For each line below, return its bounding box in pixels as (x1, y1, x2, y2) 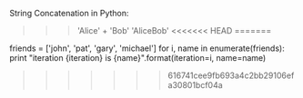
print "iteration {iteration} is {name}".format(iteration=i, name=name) (9, 53, 267, 63)
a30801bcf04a (167, 80, 223, 90)
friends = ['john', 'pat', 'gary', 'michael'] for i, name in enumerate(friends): (9, 43, 285, 54)
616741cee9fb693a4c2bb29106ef (167, 70, 295, 81)
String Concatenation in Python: (9, 8, 129, 18)
